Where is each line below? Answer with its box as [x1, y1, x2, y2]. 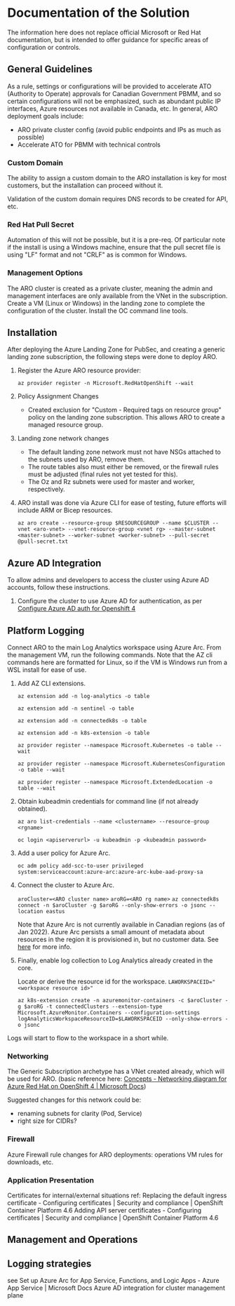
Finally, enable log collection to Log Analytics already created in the [17, 956, 213, 965]
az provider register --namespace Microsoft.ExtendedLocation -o [17, 779, 213, 786]
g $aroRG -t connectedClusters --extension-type [17, 1003, 163, 1011]
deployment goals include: [7, 112, 84, 120]
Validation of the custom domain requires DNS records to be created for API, [7, 195, 229, 203]
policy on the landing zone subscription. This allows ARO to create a [27, 413, 225, 422]
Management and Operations [7, 1234, 138, 1246]
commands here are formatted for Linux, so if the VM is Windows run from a [7, 658, 228, 667]
